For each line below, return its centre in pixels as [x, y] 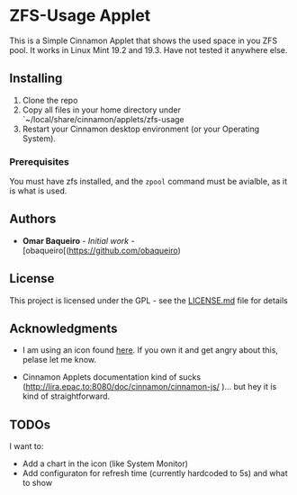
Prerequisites [39, 161]
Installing [36, 79]
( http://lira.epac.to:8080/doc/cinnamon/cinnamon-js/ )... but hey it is [149, 387]
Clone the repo [50, 100]
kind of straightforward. [66, 396]
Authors [33, 219]
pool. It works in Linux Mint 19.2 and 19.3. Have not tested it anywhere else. [148, 49]
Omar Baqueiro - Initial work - [78, 240]
